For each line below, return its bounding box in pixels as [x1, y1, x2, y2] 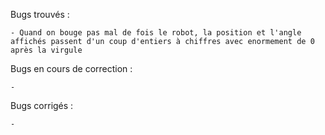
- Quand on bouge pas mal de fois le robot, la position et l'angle [10, 28, 302, 38]
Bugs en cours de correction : [10, 63, 133, 74]
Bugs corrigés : [10, 100, 74, 111]
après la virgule [10, 45, 83, 55]
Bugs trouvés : [10, 9, 70, 20]
